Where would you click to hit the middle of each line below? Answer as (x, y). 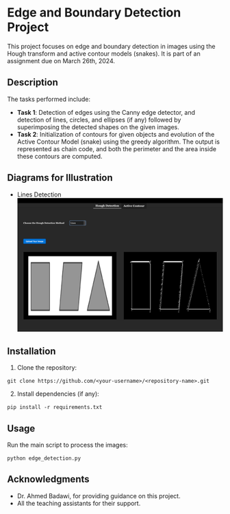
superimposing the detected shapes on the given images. (98, 127)
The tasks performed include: (49, 99)
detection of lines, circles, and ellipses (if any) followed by (99, 120)
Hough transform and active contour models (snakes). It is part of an (104, 54)
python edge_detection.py (44, 458)
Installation (31, 351)
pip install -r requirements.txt (55, 407)
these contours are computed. (60, 156)
